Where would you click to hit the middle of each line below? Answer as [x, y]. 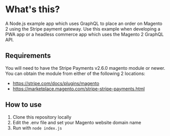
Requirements [28, 56]
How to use [23, 105]
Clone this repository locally [42, 117]
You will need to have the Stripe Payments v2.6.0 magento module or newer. [85, 68]
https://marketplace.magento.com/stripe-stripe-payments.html [79, 89]
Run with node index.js [37, 128]
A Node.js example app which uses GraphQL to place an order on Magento [84, 23]
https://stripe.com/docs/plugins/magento [56, 83]
